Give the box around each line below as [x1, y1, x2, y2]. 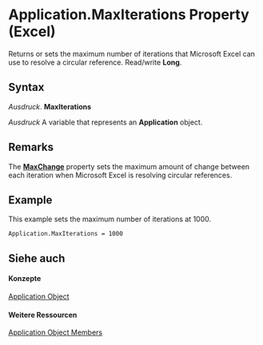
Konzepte [8, 274, 42, 284]
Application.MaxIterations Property [8, 6, 249, 24]
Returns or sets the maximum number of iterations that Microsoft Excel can [8, 49, 256, 58]
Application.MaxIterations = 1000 [8, 230, 124, 238]
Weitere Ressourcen [8, 310, 78, 319]
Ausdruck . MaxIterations [8, 101, 92, 111]
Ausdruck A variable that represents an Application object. [8, 117, 203, 127]
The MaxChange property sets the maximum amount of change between [8, 161, 250, 171]
